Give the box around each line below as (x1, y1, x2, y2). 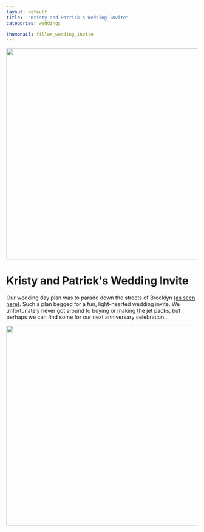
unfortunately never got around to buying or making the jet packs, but (6, 307, 181, 315)
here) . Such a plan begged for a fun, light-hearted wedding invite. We (6, 301, 180, 308)
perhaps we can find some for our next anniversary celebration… (6, 313, 169, 321)
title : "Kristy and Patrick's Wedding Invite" (6, 15, 129, 21)
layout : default (6, 9, 47, 15)
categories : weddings (6, 20, 61, 26)
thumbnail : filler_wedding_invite (6, 31, 94, 37)
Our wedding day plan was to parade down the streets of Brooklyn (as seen (6, 294, 195, 301)
